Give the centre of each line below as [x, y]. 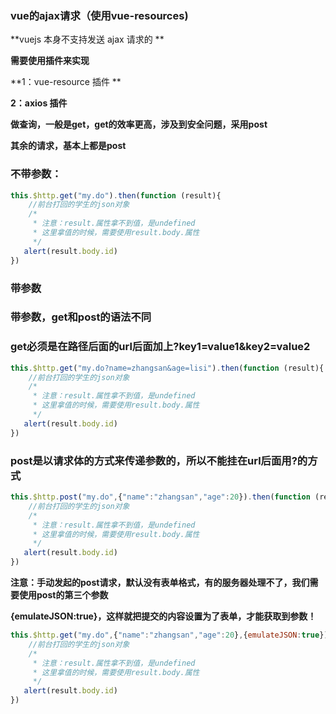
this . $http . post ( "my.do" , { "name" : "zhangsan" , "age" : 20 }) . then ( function [160, 497]
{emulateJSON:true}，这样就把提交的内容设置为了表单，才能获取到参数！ [163, 616]
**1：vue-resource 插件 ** [66, 82]
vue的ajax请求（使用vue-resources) [99, 15]
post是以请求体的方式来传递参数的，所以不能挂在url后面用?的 [159, 460]
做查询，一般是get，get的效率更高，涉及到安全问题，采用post [139, 124]
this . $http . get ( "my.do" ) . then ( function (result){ [116, 195]
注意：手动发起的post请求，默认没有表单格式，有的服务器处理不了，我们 [160, 583]
